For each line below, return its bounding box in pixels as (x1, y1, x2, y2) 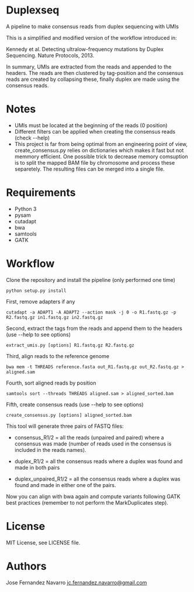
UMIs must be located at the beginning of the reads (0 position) (14, 121, 168, 129)
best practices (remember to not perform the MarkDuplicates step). (6, 499, 168, 506)
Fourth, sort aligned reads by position (6, 379, 96, 386)
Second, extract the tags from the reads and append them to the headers (6, 325, 182, 332)
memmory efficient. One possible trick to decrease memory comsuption (14, 153, 188, 160)
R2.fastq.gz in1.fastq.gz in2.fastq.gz (6, 314, 103, 320)
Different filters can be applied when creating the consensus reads (14, 128, 176, 135)
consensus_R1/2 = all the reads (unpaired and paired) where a (14, 434, 164, 441)
